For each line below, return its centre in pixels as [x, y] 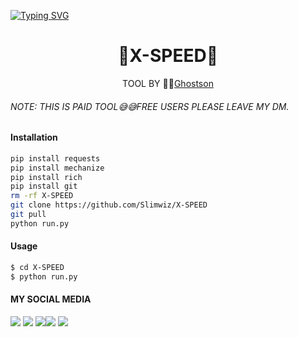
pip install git [44, 186]
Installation [34, 137]
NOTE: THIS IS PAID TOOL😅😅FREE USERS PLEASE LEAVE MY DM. [150, 106]
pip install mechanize [57, 168]
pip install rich [46, 177]
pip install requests [55, 158]
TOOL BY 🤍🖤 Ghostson [168, 83]
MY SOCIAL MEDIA [51, 299]
